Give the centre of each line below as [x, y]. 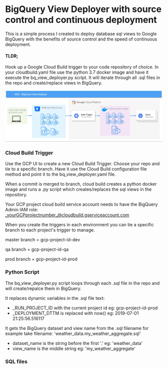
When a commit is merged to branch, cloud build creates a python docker [81, 184]
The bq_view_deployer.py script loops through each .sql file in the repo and [82, 283]
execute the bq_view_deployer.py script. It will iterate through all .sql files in [83, 78]
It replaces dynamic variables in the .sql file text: [55, 298]
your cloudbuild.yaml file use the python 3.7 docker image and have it [77, 72]
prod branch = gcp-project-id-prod [41, 259]
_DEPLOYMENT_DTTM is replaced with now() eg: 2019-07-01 [75, 313]
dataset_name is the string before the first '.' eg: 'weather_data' [77, 343]
